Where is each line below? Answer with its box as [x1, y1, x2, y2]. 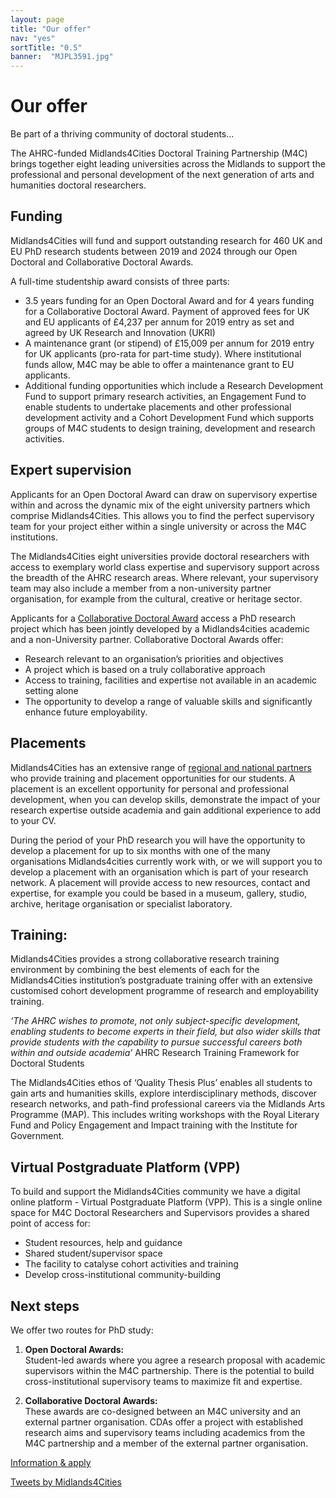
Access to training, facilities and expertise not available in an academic [24, 674, 318, 686]
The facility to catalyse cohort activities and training [24, 1258, 239, 1270]
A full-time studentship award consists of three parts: [10, 275, 230, 287]
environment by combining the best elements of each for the [10, 964, 260, 976]
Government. [10, 1130, 65, 1142]
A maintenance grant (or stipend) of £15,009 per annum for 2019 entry [24, 337, 315, 349]
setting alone [24, 684, 79, 696]
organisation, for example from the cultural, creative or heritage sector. [10, 592, 303, 605]
